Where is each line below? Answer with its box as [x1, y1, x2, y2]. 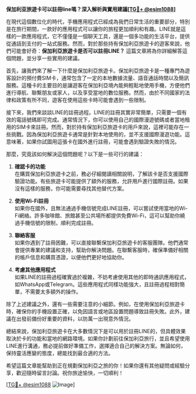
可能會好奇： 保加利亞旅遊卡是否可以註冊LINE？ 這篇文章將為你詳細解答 [10, 47, 183, 54]
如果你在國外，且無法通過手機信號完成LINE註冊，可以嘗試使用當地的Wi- [14, 205, 188, 211]
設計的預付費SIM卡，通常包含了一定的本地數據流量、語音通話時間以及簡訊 [10, 74, 190, 81]
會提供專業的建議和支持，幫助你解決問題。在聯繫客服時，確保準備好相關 [14, 246, 188, 253]
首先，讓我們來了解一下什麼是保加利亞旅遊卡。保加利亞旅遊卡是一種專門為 [6, 67, 185, 74]
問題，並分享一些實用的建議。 [10, 55, 83, 61]
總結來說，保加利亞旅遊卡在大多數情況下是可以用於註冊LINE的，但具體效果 [6, 328, 186, 334]
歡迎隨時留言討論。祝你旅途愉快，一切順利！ [16, 369, 124, 376]
